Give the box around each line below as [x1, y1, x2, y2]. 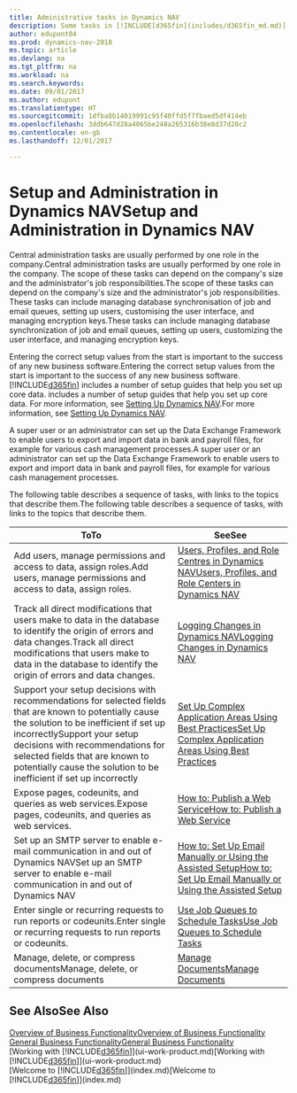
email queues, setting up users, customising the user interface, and [9, 306, 255, 316]
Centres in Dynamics [177, 554, 264, 567]
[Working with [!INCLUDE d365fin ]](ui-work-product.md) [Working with [9, 1046, 265, 1057]
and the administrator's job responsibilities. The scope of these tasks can [9, 277, 274, 288]
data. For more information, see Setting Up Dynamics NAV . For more [9, 398, 255, 408]
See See [213, 529, 247, 541]
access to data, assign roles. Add [13, 560, 148, 572]
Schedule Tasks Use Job [177, 914, 278, 926]
